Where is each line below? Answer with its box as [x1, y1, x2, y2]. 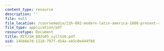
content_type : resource [5, 7, 54, 12]
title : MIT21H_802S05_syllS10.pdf [5, 34, 76, 39]
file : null [5, 16, 27, 21]
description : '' [5, 12, 38, 17]
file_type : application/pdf [5, 25, 62, 30]
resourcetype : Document [5, 30, 54, 34]
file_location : [5, 20, 36, 26]
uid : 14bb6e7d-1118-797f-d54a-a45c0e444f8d [5, 39, 95, 44]
